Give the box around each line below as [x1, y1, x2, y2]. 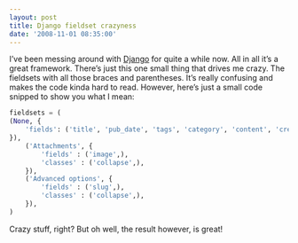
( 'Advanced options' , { [25, 175, 114, 184]
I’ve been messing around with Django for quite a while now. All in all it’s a [9, 54, 279, 65]
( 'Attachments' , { [25, 141, 93, 151]
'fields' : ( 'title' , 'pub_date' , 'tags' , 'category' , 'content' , [25, 125, 272, 134]
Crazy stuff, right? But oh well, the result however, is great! [9, 223, 223, 234]
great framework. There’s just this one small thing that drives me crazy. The [9, 63, 286, 74]
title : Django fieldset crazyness [9, 21, 137, 30]
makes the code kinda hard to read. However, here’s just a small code [9, 82, 263, 93]
